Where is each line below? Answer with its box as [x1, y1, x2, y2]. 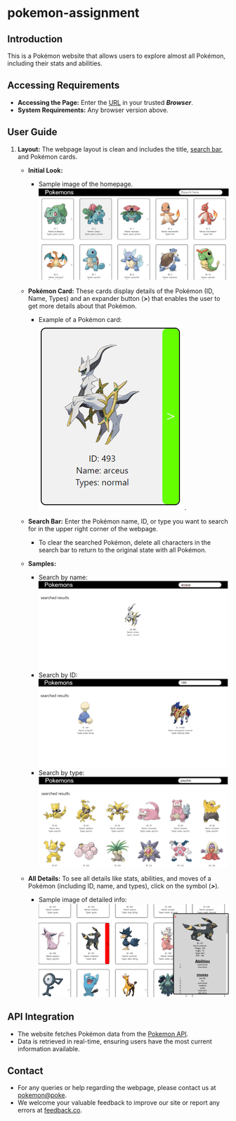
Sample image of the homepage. [38, 180, 133, 188]
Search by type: [38, 768, 85, 776]
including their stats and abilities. [7, 59, 103, 68]
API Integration [7, 1011, 75, 1023]
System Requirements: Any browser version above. [17, 106, 169, 114]
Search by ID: [38, 671, 78, 679]
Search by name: [38, 573, 88, 581]
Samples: [27, 559, 57, 568]
